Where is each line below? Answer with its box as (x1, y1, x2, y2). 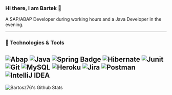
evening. (5, 21, 24, 28)
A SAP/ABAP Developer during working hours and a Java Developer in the (5, 16, 162, 22)
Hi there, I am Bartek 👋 (5, 5, 62, 12)
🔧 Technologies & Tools (5, 39, 65, 46)
